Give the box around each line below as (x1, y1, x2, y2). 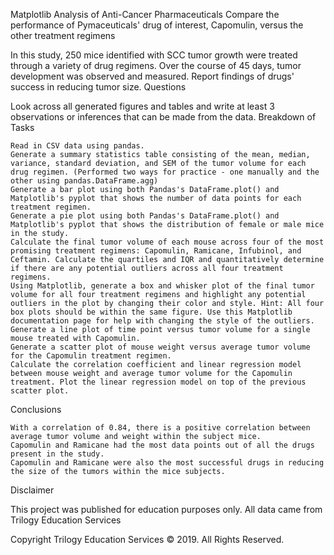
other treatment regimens (10, 30, 116, 41)
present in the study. (10, 449, 105, 459)
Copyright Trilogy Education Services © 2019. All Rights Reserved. (10, 534, 285, 545)
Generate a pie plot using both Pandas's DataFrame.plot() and (10, 211, 280, 221)
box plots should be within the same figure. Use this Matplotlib (10, 307, 293, 317)
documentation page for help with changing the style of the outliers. (10, 316, 315, 326)
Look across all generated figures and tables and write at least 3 (10, 100, 275, 112)
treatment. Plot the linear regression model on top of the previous (10, 377, 307, 387)
